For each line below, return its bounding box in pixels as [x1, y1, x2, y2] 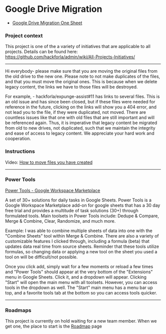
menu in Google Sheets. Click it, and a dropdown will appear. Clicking [5, 274, 147, 280]
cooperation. [5, 136, 31, 142]
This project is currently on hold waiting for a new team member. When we [5, 318, 157, 324]
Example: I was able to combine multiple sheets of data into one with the [5, 228, 153, 234]
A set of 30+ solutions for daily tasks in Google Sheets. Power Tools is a [5, 197, 152, 203]
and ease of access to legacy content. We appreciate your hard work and [5, 130, 155, 137]
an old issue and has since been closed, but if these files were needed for [5, 99, 156, 105]
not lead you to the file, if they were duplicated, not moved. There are [5, 109, 146, 115]
